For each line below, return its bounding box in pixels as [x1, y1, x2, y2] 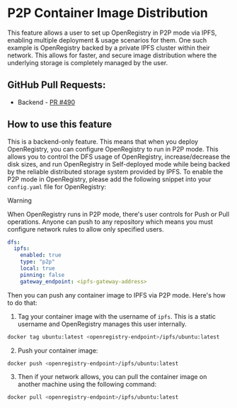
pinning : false [20, 271, 65, 278]
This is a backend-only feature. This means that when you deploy [7, 137, 199, 146]
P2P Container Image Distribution [7, 5, 209, 21]
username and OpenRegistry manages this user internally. [17, 319, 187, 328]
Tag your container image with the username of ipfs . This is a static [17, 312, 216, 320]
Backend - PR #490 [17, 98, 76, 106]
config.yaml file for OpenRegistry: [7, 182, 107, 191]
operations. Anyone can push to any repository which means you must [7, 217, 214, 226]
